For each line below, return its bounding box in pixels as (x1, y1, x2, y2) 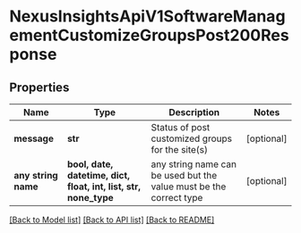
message (13, 132, 54, 145)
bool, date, (66, 158, 114, 171)
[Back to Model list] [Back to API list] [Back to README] (9, 214, 215, 225)
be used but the (150, 170, 218, 181)
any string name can (150, 158, 237, 171)
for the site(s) (150, 144, 209, 155)
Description (168, 106, 220, 118)
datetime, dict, (66, 170, 130, 181)
